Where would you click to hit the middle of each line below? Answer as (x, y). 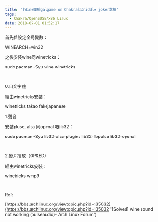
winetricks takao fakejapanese (36, 106)
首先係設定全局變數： (26, 37)
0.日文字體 (16, 86)
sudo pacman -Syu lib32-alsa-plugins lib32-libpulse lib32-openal (70, 137)
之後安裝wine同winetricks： (33, 57)
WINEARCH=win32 (24, 47)
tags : (10, 14)
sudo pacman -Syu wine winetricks (40, 67)
